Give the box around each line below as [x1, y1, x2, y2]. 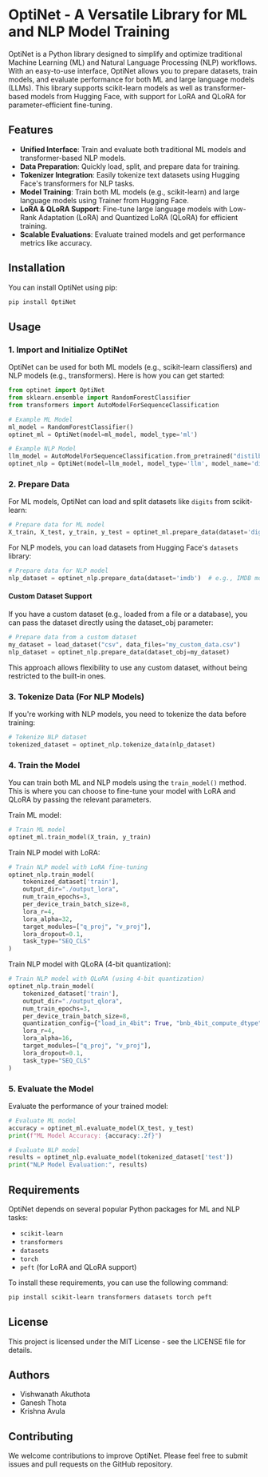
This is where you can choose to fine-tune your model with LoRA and [8, 786, 236, 795]
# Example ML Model [8, 415, 73, 423]
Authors [8, 1368, 50, 1382]
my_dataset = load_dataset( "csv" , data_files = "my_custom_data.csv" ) [8, 640, 241, 649]
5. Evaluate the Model [8, 1083, 94, 1094]
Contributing [8, 1430, 73, 1443]
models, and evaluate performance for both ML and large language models [8, 74, 255, 84]
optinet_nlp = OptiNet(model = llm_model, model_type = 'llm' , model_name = [8, 460, 251, 468]
